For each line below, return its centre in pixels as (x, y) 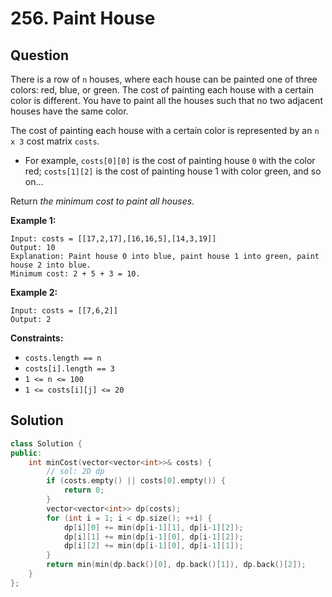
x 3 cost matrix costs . (55, 141)
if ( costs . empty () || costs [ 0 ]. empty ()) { (136, 481)
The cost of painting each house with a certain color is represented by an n (165, 130)
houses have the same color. (69, 111)
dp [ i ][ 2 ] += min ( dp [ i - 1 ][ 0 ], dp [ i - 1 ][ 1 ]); (153, 546)
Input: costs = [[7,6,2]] (64, 311)
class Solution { (46, 443)
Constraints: (37, 338)
